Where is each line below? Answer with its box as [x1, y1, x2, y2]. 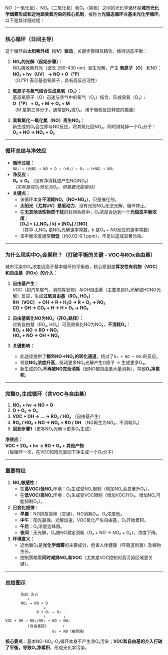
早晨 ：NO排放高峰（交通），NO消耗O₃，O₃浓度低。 [19, 511, 125, 517]
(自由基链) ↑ [27, 623, 65, 628]
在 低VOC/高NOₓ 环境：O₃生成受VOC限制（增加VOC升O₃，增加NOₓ [19, 492, 156, 498]
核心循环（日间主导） [5, 35, 56, 42]
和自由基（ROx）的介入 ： [5, 269, 58, 275]
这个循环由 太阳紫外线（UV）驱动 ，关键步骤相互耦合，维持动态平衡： [5, 48, 147, 54]
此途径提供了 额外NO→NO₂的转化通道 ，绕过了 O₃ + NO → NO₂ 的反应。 [19, 353, 161, 359]
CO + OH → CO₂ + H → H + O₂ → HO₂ [12, 304, 89, 310]
